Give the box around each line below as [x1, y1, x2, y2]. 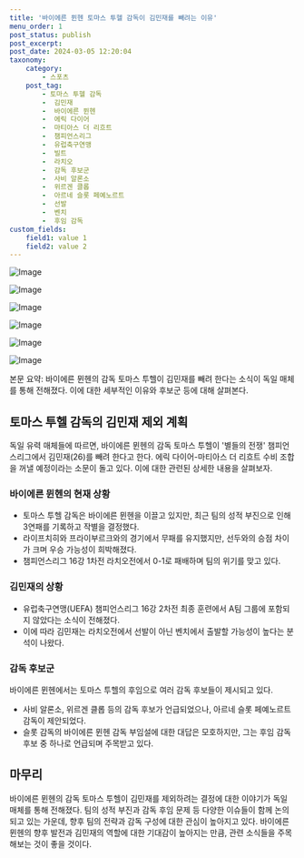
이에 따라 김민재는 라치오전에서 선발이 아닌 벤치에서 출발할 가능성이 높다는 [22, 625, 285, 637]
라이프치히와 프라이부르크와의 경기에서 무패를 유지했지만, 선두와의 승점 [22, 533, 273, 544]
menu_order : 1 [9, 22, 64, 31]
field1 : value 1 [25, 233, 88, 242]
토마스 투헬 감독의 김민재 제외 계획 [9, 414, 189, 429]
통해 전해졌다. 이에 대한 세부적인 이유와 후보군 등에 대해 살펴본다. [18, 385, 249, 396]
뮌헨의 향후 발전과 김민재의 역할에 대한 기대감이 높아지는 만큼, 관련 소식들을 [9, 827, 276, 838]
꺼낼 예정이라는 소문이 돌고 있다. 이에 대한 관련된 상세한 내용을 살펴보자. [18, 463, 273, 474]
